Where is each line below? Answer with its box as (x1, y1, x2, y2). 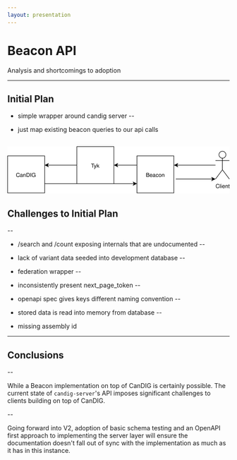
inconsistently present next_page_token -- (17, 281, 141, 289)
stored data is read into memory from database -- (17, 308, 162, 317)
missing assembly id (17, 322, 78, 331)
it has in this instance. (7, 447, 71, 455)
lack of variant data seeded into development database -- (17, 254, 186, 262)
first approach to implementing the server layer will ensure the (7, 431, 188, 440)
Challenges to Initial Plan (7, 207, 119, 219)
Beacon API (7, 42, 77, 59)
